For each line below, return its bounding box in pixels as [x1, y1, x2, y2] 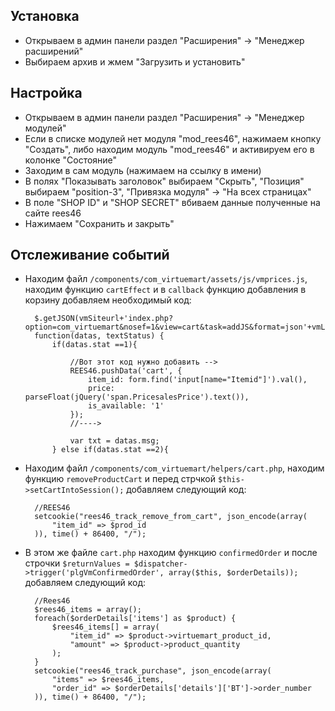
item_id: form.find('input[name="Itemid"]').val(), [88, 375, 308, 385]
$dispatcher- [133, 559, 188, 569]
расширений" [24, 45, 84, 57]
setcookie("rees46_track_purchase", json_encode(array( [34, 666, 272, 676]
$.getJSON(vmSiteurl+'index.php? [34, 314, 174, 324]
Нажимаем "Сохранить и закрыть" [24, 217, 175, 229]
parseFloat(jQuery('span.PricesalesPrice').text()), [24, 392, 250, 403]
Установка [10, 8, 80, 25]
